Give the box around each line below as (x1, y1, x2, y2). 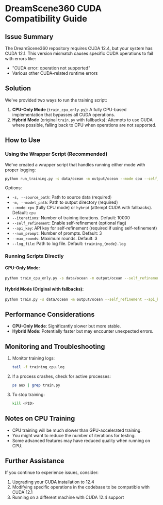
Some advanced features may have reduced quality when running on (12, 438, 150, 443)
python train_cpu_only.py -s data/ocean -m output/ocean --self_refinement (5, 276, 162, 280)
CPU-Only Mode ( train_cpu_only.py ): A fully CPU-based (12, 106, 127, 112)
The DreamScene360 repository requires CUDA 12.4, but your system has (5, 46, 153, 51)
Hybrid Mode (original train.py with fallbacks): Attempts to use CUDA (12, 117, 153, 123)
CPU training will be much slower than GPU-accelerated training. (12, 427, 142, 433)
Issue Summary (5, 33, 53, 41)
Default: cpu (12, 210, 36, 216)
